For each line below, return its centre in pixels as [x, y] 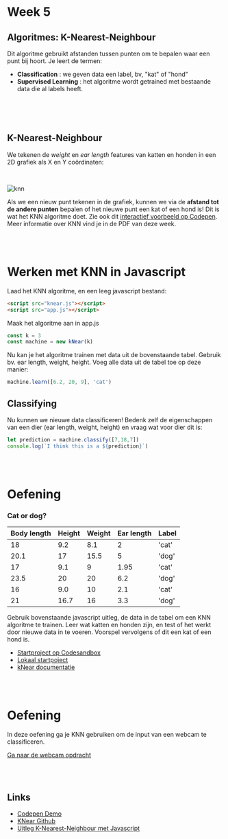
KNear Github [36, 820]
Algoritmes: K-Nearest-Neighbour [81, 37]
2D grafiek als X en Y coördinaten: [55, 162]
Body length [31, 533]
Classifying [32, 403]
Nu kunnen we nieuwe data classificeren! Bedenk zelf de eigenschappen [110, 419]
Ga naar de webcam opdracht [49, 755]
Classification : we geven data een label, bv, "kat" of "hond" [102, 74]
